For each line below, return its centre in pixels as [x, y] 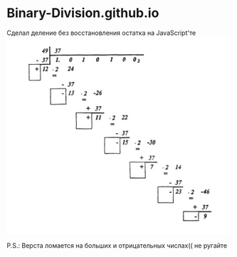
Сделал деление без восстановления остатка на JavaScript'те [101, 33]
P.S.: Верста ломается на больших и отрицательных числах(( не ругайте [117, 245]
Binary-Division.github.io [83, 13]
